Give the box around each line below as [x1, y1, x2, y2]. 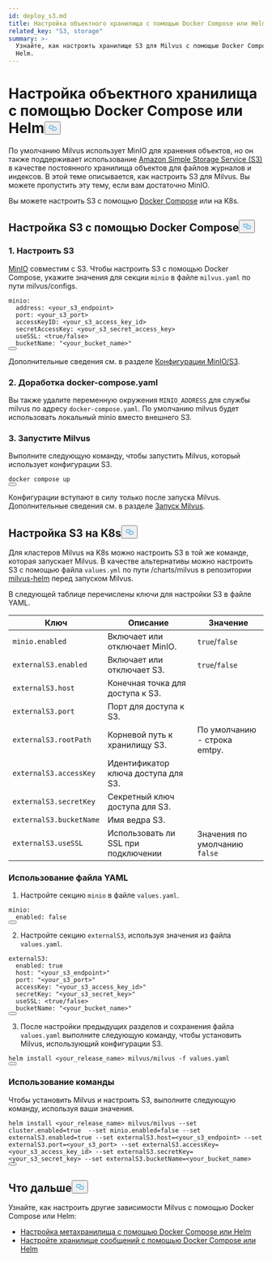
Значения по [197, 829, 248, 840]
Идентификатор [107, 757, 170, 769]
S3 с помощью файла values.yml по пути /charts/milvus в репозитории [8, 565, 252, 575]
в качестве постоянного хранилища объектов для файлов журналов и [8, 163, 252, 173]
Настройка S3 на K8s [8, 526, 121, 540]
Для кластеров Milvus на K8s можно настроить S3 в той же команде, [8, 548, 249, 558]
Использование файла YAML [8, 872, 129, 883]
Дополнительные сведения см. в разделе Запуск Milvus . [8, 501, 206, 511]
